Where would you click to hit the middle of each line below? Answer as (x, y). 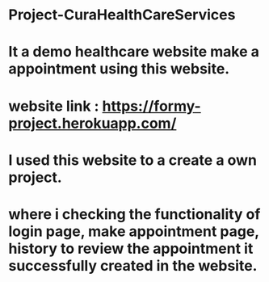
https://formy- (152, 106)
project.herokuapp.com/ (92, 123)
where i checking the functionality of (134, 214)
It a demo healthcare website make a (134, 52)
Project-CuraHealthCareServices (122, 15)
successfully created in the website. (133, 265)
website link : (54, 106)
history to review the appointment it (131, 248)
